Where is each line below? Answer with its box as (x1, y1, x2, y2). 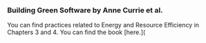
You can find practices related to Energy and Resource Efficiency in (7, 21, 199, 29)
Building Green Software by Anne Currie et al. (7, 5, 164, 15)
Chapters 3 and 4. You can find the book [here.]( (7, 28, 146, 36)
